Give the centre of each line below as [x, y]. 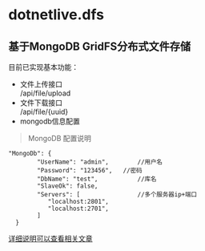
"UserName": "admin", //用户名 [100, 162]
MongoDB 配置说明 [60, 138]
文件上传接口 [41, 84]
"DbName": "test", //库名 [97, 179]
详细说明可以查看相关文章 [50, 239]
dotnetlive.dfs [56, 15]
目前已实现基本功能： [43, 67]
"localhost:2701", [78, 208]
